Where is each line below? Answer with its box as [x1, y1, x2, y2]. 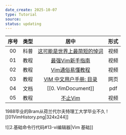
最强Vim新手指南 [51, 57, 90, 64]
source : [5, 16, 22, 21]
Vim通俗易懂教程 [51, 66, 90, 73]
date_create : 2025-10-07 [5, 7, 57, 12]
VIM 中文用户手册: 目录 [43, 76, 98, 83]
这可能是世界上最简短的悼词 [38, 48, 104, 55]
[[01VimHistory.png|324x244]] [5, 114, 69, 120]
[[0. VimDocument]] [47, 85, 94, 92]
